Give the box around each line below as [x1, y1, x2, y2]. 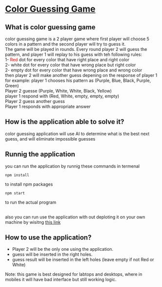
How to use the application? [5, 234, 92, 242]
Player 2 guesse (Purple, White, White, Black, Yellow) [5, 88, 112, 94]
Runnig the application [5, 150, 76, 159]
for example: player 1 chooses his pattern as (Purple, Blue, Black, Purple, [5, 77, 151, 83]
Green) [5, 83, 20, 89]
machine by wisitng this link [5, 219, 61, 225]
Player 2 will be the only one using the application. [12, 246, 114, 252]
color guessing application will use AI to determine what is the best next [5, 131, 150, 137]
